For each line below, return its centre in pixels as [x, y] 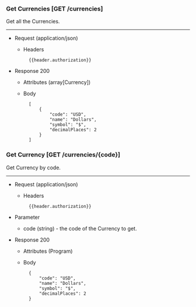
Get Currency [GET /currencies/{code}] [63, 155]
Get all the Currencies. [33, 22]
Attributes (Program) [48, 251]
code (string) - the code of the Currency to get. [80, 228]
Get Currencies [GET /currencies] [55, 9]
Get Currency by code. [34, 168]
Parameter [27, 217]
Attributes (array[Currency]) [57, 82]
